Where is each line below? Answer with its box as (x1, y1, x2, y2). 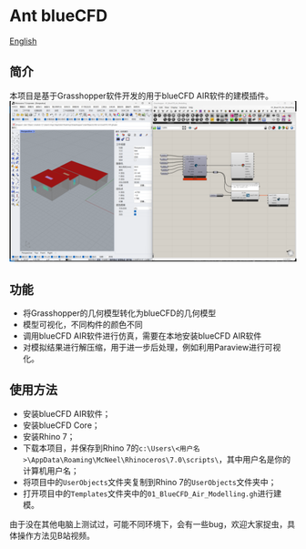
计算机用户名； (22, 465, 79, 476)
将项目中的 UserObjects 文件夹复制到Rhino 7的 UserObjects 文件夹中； (22, 476, 277, 487)
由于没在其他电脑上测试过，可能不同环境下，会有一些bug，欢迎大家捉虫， (9, 518, 288, 529)
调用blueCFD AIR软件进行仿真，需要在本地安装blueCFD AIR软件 (22, 330, 262, 341)
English (9, 36, 37, 46)
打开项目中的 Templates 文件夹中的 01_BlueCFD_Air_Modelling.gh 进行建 (22, 488, 282, 499)
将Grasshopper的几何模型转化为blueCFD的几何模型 (22, 308, 217, 319)
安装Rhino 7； (22, 431, 76, 442)
